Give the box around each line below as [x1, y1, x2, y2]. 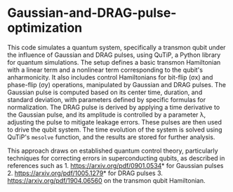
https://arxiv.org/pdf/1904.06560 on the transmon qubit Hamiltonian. [7, 176, 206, 184]
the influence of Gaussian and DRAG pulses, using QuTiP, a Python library [7, 51, 221, 59]
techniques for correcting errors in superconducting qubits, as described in [7, 153, 225, 162]
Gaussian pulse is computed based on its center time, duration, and [7, 88, 203, 96]
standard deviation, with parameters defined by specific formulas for [7, 95, 206, 103]
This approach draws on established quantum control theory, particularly [7, 146, 219, 155]
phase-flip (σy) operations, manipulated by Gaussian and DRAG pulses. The [7, 80, 227, 89]
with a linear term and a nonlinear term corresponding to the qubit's [7, 65, 204, 74]
